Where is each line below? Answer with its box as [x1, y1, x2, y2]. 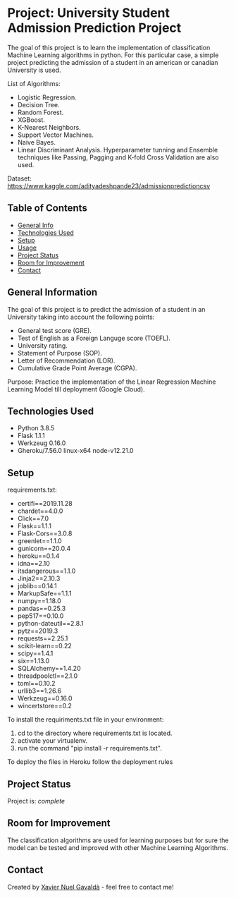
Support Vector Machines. [17, 131, 94, 139]
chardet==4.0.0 [17, 506, 63, 516]
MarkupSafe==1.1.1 [17, 589, 72, 597]
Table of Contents [7, 202, 88, 214]
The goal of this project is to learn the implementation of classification [7, 43, 211, 51]
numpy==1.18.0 [17, 597, 61, 605]
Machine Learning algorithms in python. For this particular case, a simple [7, 51, 219, 59]
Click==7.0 [17, 514, 49, 523]
